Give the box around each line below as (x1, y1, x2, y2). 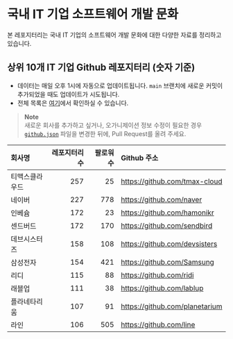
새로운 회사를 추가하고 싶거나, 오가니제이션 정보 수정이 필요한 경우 (24, 121, 202, 129)
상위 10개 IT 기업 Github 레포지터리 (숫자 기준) (7, 62, 196, 74)
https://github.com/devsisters (121, 239, 218, 249)
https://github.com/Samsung (121, 257, 215, 267)
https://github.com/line (121, 320, 196, 329)
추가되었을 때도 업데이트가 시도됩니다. (17, 90, 120, 98)
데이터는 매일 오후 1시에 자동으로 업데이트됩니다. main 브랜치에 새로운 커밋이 (17, 81, 223, 90)
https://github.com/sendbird (121, 220, 213, 230)
